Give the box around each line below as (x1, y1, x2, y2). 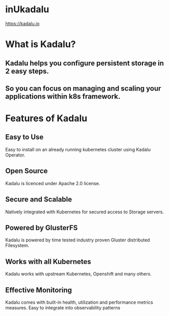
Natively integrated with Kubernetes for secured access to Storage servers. (5, 209, 164, 215)
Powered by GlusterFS (5, 223, 78, 232)
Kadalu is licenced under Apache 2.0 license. (5, 180, 101, 186)
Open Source (5, 167, 48, 175)
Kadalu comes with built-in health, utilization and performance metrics (5, 299, 153, 305)
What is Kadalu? (5, 38, 76, 50)
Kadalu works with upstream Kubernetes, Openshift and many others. (5, 271, 152, 277)
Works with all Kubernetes (5, 257, 91, 266)
